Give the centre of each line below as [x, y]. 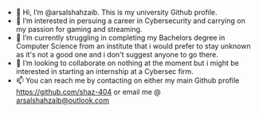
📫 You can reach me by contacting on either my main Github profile [128, 80]
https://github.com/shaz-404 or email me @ [88, 92]
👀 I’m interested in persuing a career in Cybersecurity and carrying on [130, 21]
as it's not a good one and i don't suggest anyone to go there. [117, 55]
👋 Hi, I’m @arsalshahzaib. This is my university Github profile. [116, 12]
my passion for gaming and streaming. [79, 29]
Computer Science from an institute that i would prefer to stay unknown [133, 46]
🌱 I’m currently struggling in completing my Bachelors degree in [120, 37]
